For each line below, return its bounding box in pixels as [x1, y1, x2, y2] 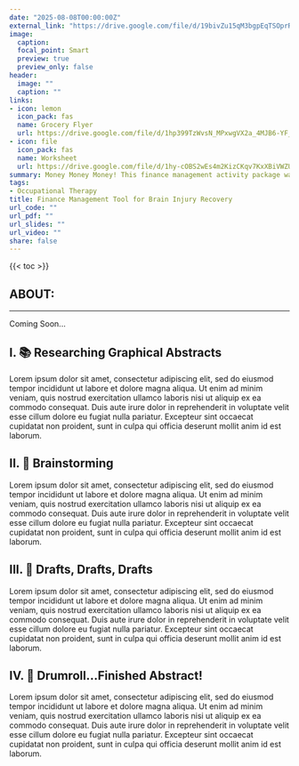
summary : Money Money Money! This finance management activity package [9, 170, 280, 179]
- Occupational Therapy [9, 187, 98, 196]
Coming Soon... [9, 318, 67, 329]
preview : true [17, 54, 69, 63]
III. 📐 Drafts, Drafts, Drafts [9, 562, 153, 577]
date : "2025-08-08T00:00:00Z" [9, 12, 122, 22]
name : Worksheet [17, 153, 77, 163]
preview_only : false [17, 63, 93, 72]
